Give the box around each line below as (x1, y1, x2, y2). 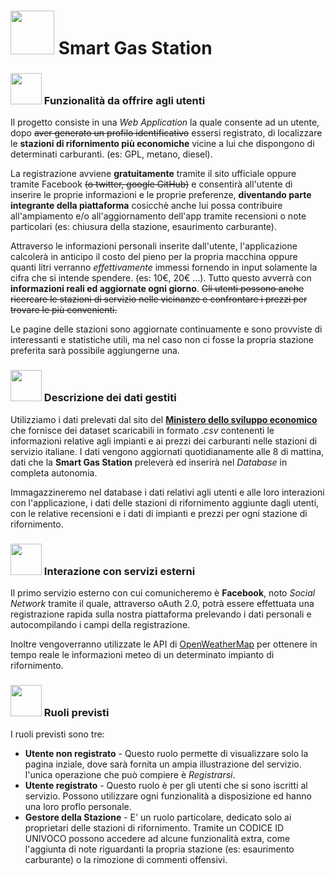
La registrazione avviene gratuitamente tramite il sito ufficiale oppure (10, 168, 297, 180)
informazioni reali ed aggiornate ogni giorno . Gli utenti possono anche (10, 283, 305, 295)
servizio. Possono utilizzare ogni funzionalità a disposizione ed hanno (24, 790, 312, 802)
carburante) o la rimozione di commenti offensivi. (24, 854, 228, 866)
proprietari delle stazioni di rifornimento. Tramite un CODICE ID (24, 822, 285, 834)
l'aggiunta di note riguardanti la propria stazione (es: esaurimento (24, 843, 295, 855)
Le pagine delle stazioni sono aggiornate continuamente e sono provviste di (10, 323, 323, 335)
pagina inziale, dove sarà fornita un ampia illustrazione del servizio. (24, 758, 302, 770)
